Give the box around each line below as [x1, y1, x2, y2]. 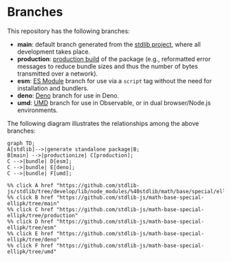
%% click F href [7, 242, 54, 249]
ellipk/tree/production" [7, 212, 78, 219]
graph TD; [7, 140, 36, 146]
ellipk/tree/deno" [7, 236, 60, 243]
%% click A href [7, 182, 54, 189]
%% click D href [7, 218, 54, 225]
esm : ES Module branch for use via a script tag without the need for [16, 76, 212, 85]
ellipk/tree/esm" [7, 224, 57, 231]
